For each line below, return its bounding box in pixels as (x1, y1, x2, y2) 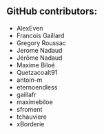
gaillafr (16, 90, 37, 99)
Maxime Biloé (16, 60, 56, 69)
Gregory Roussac (16, 38, 66, 47)
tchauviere (16, 112, 48, 121)
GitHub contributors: (6, 6, 98, 17)
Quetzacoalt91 (16, 68, 58, 76)
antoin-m (16, 76, 43, 84)
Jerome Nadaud (16, 46, 63, 54)
